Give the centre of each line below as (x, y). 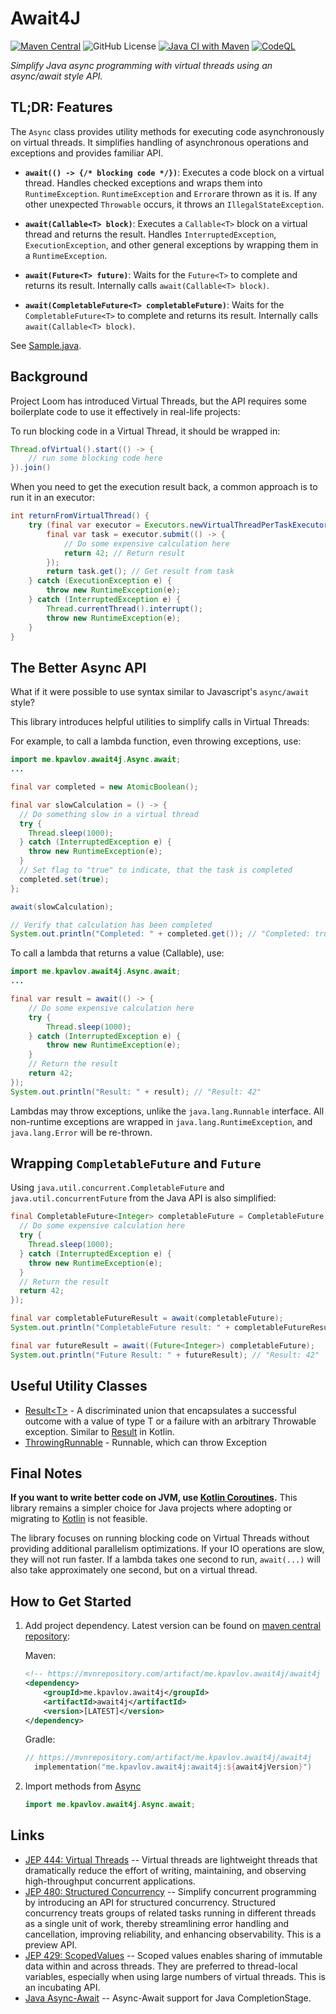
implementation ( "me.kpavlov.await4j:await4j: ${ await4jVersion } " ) (173, 1767)
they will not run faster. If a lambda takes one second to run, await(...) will (165, 1559)
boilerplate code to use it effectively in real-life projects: (125, 411)
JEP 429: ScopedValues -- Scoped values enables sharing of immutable (173, 1955)
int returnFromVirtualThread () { (80, 516)
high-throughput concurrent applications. (110, 1881)
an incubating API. (62, 1987)
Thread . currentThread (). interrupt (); (124, 608)
